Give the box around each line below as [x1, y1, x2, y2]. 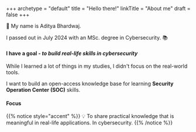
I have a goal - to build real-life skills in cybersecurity [6, 50, 138, 57]
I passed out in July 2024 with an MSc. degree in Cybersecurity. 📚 [6, 34, 168, 41]
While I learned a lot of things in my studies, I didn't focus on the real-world [6, 62, 188, 70]
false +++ [6, 11, 30, 18]
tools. [6, 69, 20, 76]
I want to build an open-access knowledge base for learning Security [6, 80, 174, 87]
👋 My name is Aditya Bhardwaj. [6, 23, 81, 29]
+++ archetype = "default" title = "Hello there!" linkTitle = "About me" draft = [6, 5, 191, 12]
